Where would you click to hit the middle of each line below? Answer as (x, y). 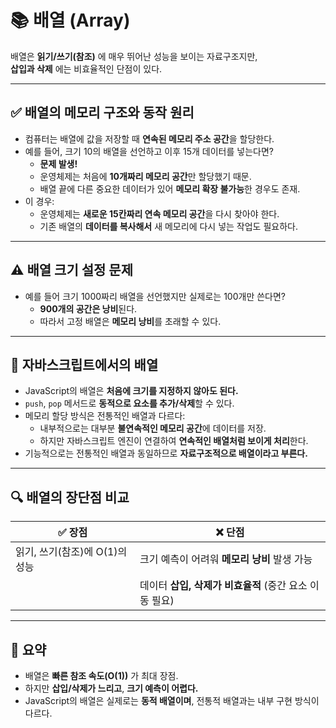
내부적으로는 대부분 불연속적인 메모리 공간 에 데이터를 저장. (153, 428)
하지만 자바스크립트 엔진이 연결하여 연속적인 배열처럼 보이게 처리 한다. (174, 441)
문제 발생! (58, 163)
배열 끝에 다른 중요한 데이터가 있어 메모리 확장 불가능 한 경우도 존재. (170, 188)
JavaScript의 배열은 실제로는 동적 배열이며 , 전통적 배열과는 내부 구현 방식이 (172, 700)
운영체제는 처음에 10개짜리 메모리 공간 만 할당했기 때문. (145, 176)
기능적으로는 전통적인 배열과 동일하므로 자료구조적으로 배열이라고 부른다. (166, 453)
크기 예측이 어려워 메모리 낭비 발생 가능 (226, 559)
